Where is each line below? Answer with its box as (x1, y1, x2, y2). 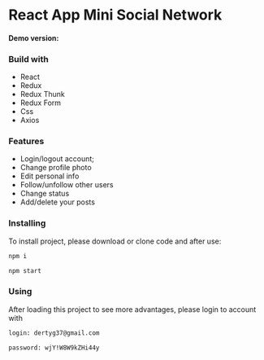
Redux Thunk (19, 90, 65, 99)
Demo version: (8, 33, 59, 42)
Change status (19, 189, 70, 199)
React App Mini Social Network (8, 6, 223, 24)
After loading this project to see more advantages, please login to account (8, 304, 257, 314)
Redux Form (19, 98, 62, 108)
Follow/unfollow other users (19, 180, 114, 190)
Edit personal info (19, 171, 80, 181)
